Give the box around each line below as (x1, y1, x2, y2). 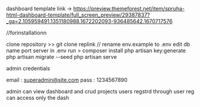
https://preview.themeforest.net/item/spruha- (73, 5, 185, 12)
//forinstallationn (6, 29, 47, 36)
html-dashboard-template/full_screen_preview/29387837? (6, 11, 150, 18)
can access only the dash (6, 95, 69, 101)
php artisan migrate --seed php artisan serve (6, 53, 118, 60)
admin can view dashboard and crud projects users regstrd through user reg (6, 88, 195, 95)
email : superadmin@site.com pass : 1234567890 (6, 77, 128, 83)
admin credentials (6, 65, 51, 72)
